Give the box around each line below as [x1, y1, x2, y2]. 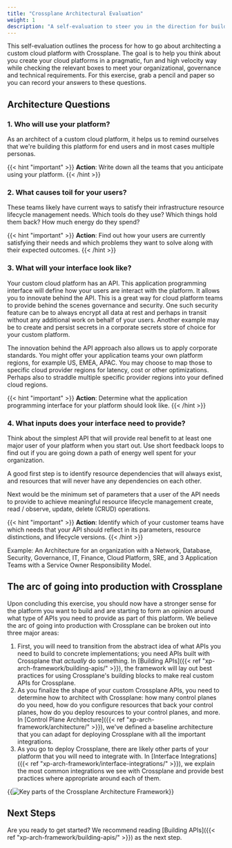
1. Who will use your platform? [7, 119, 110, 128]
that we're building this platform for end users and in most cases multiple [7, 142, 215, 151]
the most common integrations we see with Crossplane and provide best [17, 767, 224, 775]
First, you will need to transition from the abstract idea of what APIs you [17, 642, 222, 650]
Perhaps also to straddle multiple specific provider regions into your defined [7, 373, 224, 381]
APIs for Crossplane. [17, 678, 76, 687]
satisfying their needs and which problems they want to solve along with [7, 239, 213, 247]
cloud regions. [7, 380, 48, 389]
